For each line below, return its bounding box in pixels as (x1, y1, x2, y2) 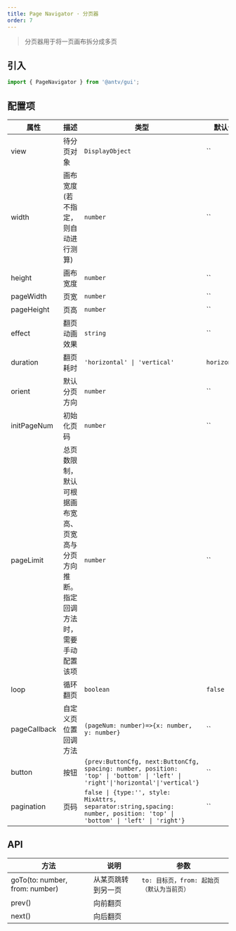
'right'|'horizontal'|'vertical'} (84, 779, 200, 787)
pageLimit (11, 555, 44, 565)
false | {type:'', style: (84, 789, 171, 796)
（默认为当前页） (141, 885, 190, 893)
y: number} (84, 729, 121, 736)
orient (11, 386, 30, 396)
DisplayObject (84, 147, 131, 155)
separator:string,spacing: (84, 803, 174, 810)
